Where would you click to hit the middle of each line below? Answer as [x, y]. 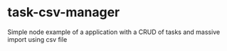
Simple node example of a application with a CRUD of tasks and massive [114, 32]
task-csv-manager [64, 12]
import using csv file [37, 39]
